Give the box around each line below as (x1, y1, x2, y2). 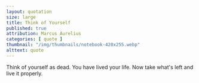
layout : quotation (6, 8, 52, 15)
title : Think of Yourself (6, 20, 71, 25)
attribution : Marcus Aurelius (6, 31, 82, 37)
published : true (6, 25, 47, 31)
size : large (6, 14, 36, 20)
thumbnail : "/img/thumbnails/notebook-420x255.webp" (6, 42, 140, 48)
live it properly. (6, 69, 43, 77)
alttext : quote (6, 47, 44, 53)
